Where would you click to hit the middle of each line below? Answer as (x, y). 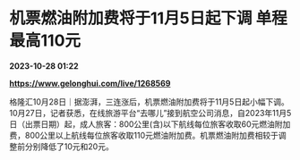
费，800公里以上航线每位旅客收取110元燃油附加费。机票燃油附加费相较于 (144, 135)
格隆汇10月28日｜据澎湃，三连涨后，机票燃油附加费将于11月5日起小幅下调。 (149, 101)
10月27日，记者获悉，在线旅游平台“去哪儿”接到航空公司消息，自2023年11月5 (150, 113)
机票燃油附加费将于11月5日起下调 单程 (149, 18)
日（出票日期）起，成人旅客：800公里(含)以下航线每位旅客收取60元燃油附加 (150, 124)
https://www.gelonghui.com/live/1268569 (90, 83)
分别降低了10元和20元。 (69, 146)
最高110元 (45, 41)
